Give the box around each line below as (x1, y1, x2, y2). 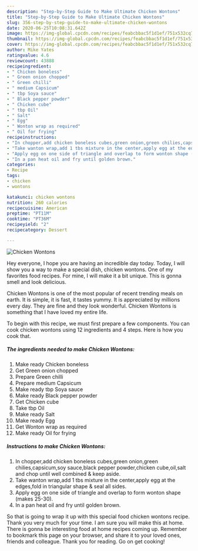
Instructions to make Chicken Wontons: (6, 443, 106, 450)
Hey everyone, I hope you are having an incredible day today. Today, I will (6, 259, 185, 266)
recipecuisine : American (6, 205, 68, 211)
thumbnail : (6, 36, 33, 42)
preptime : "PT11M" (6, 211, 52, 216)
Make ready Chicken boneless (15, 360, 89, 368)
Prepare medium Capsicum (15, 379, 82, 386)
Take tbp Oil (15, 404, 45, 412)
